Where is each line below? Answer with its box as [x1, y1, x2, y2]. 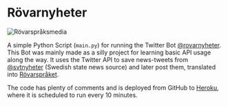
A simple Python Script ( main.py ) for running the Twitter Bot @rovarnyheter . [7, 41, 222, 49]
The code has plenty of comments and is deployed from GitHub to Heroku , [7, 83, 219, 92]
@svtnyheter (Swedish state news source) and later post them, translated [7, 63, 216, 71]
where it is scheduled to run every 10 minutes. [7, 91, 138, 99]
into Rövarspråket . [7, 70, 59, 78]
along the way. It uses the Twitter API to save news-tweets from [7, 55, 188, 63]
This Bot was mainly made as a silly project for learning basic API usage [7, 48, 211, 56]
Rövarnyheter [7, 5, 87, 21]
